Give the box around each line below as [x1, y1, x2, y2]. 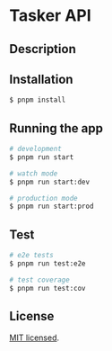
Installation [9, 71, 73, 86]
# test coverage [9, 275, 70, 284]
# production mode [9, 193, 78, 202]
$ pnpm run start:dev [9, 177, 90, 186]
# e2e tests [9, 251, 54, 260]
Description [9, 41, 76, 57]
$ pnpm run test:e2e [9, 259, 87, 268]
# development [9, 145, 63, 154]
